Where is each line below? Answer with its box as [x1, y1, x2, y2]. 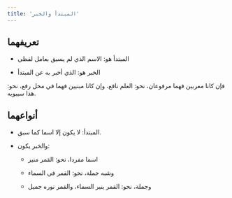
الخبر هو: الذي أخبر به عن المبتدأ [17, 68, 101, 77]
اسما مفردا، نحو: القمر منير [27, 155, 99, 164]
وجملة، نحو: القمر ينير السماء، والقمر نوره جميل [27, 183, 152, 191]
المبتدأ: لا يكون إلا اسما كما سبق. [17, 128, 102, 136]
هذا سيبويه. [7, 89, 36, 98]
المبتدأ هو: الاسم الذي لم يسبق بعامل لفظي [17, 55, 129, 63]
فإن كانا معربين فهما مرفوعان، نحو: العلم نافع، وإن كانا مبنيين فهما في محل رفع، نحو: [7, 82, 225, 90]
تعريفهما [7, 36, 40, 48]
